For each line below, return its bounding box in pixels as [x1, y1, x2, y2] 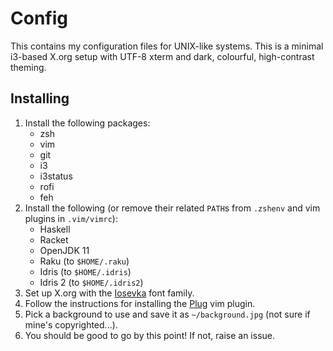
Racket [39, 233, 69, 246]
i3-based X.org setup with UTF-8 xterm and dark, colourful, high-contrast [10, 50, 315, 62]
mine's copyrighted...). [24, 318, 118, 331]
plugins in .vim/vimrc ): [24, 212, 118, 224]
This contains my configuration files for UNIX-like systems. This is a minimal [10, 40, 324, 52]
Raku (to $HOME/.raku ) [39, 255, 130, 267]
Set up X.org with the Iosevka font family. [24, 287, 195, 299]
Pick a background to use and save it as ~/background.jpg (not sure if [24, 308, 311, 320]
